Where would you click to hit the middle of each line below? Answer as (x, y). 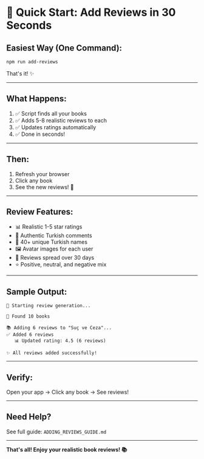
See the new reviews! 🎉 (44, 187)
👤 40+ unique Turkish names (51, 242)
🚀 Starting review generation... (49, 306)
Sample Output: (37, 292)
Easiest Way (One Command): (64, 48)
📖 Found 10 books (28, 316)
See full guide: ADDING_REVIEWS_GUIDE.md (56, 432)
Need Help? (29, 417)
